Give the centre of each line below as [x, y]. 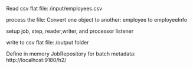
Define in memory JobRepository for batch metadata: [71, 54]
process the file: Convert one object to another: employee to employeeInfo [97, 20]
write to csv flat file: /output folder [48, 42]
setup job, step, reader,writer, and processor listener [70, 31]
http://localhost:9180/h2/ [36, 60]
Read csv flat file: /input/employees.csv [54, 8]
